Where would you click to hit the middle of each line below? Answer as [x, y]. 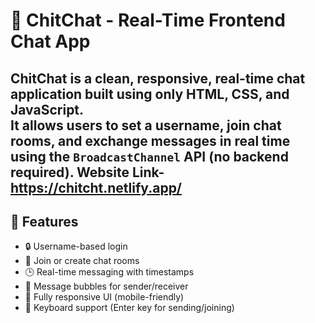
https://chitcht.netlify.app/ [96, 187]
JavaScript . [47, 109]
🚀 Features [44, 221]
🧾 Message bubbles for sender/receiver [106, 286]
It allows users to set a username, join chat [146, 125]
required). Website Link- [87, 172]
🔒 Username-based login [76, 246]
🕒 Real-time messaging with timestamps [109, 272]
